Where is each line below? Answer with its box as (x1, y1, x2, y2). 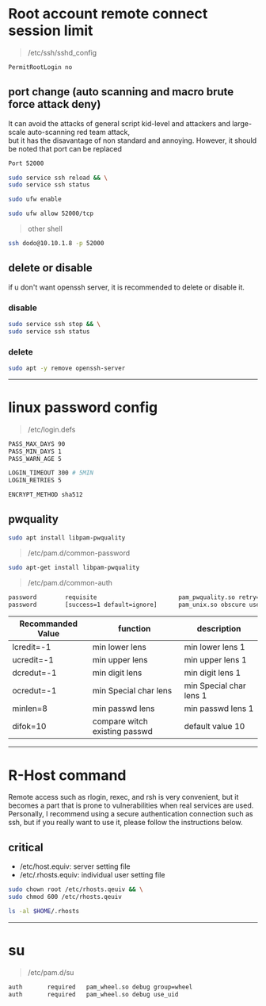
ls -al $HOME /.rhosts (8, 907, 80, 915)
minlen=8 (12, 703, 47, 714)
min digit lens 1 (184, 667, 241, 678)
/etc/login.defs (27, 424, 76, 434)
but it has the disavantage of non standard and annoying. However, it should (8, 136, 257, 145)
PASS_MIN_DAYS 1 (8, 447, 62, 455)
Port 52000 (8, 159, 44, 167)
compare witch (92, 716, 149, 727)
